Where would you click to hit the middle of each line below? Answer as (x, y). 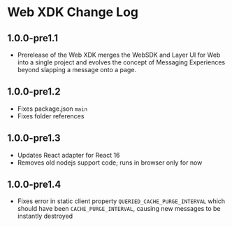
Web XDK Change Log (73, 12)
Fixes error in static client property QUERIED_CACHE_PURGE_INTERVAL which (121, 201)
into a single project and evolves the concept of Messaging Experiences (121, 62)
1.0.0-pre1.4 (34, 185)
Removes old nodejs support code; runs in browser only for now (110, 163)
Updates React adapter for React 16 (68, 155)
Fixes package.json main (52, 109)
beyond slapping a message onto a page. (77, 70)
